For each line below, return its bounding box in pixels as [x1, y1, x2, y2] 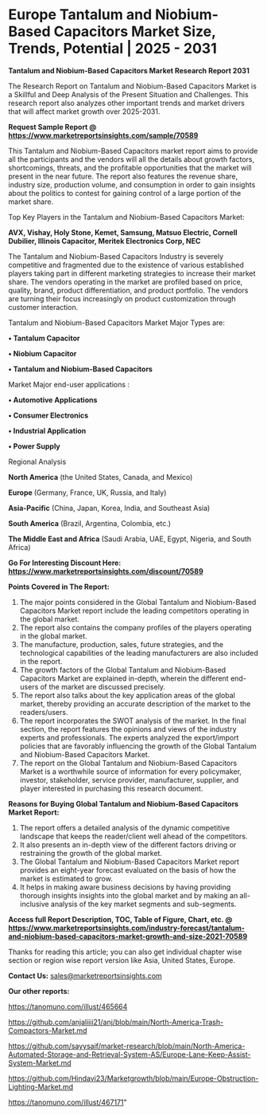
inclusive [19, 899, 49, 909]
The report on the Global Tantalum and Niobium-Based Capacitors [19, 758, 238, 768]
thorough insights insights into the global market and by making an [19, 890, 238, 900]
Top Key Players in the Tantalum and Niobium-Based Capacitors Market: [8, 212, 245, 222]
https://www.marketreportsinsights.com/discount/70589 [8, 566, 204, 575]
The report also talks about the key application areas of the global [19, 690, 236, 700]
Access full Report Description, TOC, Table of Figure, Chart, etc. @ [8, 914, 233, 924]
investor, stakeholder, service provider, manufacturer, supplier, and [19, 775, 239, 784]
